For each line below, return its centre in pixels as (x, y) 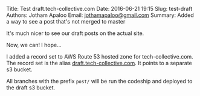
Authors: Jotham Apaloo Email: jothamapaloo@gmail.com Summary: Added (100, 15)
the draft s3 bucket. (31, 88)
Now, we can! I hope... (34, 45)
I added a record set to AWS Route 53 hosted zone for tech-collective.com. (100, 56)
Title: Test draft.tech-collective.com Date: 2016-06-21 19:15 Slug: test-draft (99, 9)
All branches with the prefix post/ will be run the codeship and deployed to (99, 81)
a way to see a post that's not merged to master (66, 21)
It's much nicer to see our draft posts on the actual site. (75, 33)
